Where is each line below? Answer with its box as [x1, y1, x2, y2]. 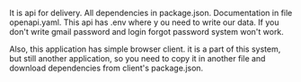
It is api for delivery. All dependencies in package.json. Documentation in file [9, 8, 293, 18]
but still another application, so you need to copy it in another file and [9, 53, 266, 63]
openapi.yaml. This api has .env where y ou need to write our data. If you [9, 17, 279, 28]
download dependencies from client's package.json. [9, 62, 204, 73]
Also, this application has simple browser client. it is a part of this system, [9, 44, 281, 54]
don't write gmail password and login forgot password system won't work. [9, 27, 285, 37]
